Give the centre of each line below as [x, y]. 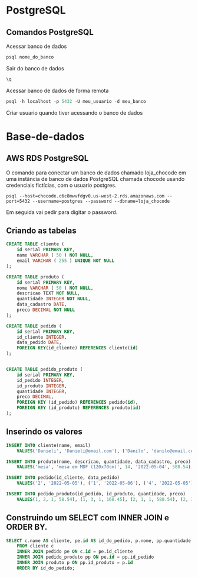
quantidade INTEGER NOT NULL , [54, 299]
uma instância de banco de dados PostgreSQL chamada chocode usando [95, 179]
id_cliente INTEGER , [42, 337]
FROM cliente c [35, 546]
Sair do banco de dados [35, 68]
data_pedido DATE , [39, 343]
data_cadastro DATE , [42, 304]
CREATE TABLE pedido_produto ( [44, 369]
